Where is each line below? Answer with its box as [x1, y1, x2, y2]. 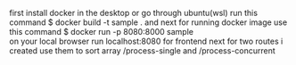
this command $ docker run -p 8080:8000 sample [9, 27, 194, 37]
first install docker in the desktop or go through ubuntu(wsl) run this [9, 8, 259, 18]
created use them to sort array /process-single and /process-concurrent [9, 45, 276, 56]
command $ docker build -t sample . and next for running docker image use [9, 17, 288, 28]
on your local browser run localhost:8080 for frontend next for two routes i [9, 36, 284, 46]
